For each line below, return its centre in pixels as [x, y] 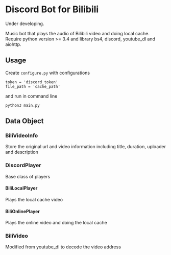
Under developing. [25, 24]
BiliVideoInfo [22, 135]
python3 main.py [22, 105]
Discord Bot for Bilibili [52, 9]
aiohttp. [13, 44]
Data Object [25, 121]
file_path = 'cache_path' [33, 86]
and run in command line [31, 96]
